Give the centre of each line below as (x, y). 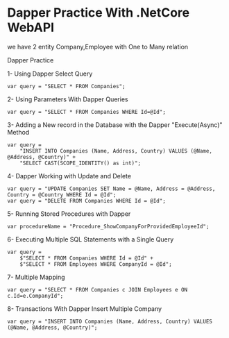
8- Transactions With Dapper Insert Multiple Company (84, 309)
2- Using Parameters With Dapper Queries (68, 99)
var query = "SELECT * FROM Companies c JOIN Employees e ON (97, 289)
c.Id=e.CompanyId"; (35, 296)
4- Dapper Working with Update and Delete (69, 176)
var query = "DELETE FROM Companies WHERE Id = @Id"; (87, 201)
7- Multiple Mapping (36, 277)
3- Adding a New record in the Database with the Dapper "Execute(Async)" (115, 125)
